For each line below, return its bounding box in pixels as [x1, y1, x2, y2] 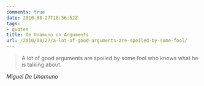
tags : [6, 20, 20, 26]
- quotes [6, 26, 29, 33]
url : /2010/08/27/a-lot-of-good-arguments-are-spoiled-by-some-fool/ [6, 37, 188, 44]
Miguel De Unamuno [6, 73, 58, 80]
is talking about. [21, 61, 62, 68]
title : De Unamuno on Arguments [6, 32, 89, 38]
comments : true [6, 9, 45, 15]
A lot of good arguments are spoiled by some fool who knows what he [21, 55, 198, 61]
